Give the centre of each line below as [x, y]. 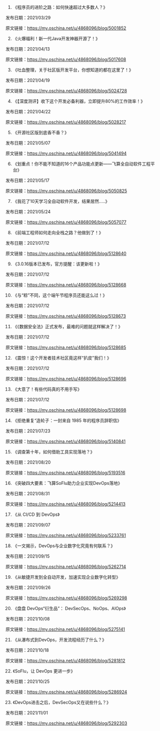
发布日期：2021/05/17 [27, 180]
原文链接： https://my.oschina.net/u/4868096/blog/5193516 [66, 473]
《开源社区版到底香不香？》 [41, 132]
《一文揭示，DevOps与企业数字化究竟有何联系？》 [64, 546]
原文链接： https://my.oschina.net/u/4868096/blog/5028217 [66, 122]
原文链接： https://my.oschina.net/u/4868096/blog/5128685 [66, 347]
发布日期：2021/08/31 [28, 493]
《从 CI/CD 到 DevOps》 [36, 514]
